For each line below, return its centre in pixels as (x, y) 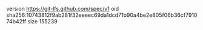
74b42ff (16, 21)
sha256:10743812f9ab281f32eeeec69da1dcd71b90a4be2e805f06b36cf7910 (102, 15)
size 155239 (42, 21)
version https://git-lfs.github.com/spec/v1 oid (63, 9)
